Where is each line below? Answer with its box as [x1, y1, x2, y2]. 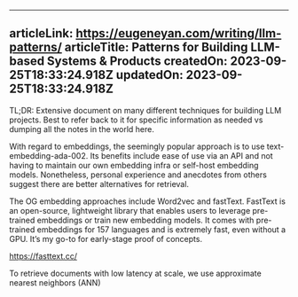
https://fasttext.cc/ [9, 250, 78, 262]
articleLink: [9, 26, 74, 41]
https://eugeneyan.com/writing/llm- [74, 26, 282, 41]
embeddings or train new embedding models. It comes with [36, 215, 255, 225]
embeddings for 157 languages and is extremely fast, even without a [36, 223, 286, 235]
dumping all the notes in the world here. [9, 123, 155, 134]
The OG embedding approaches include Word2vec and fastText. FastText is [9, 196, 286, 207]
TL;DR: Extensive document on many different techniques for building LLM [9, 105, 282, 115]
